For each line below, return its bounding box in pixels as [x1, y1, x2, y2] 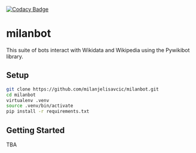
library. [6, 53, 24, 60]
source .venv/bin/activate [6, 103, 73, 109]
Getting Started [6, 125, 65, 135]
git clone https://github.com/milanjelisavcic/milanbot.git [6, 86, 160, 92]
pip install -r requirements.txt [6, 109, 90, 115]
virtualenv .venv [6, 97, 50, 103]
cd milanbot [6, 92, 36, 98]
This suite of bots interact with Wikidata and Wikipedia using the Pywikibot [6, 46, 190, 53]
